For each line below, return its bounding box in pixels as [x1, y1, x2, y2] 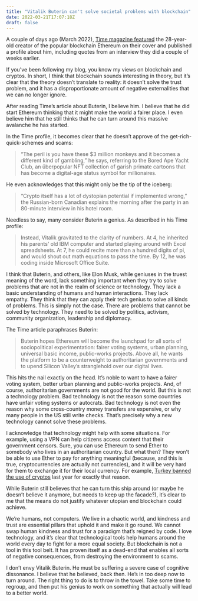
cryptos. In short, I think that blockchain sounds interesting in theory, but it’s [6, 72, 190, 80]
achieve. [6, 503, 27, 511]
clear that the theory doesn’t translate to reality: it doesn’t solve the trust [6, 79, 181, 86]
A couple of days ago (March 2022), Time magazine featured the [6, 36, 164, 43]
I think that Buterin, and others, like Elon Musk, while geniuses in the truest [6, 271, 187, 278]
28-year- [164, 36, 187, 43]
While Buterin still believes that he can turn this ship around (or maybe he [6, 485, 184, 492]
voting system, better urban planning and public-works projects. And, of [6, 381, 181, 388]
